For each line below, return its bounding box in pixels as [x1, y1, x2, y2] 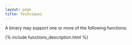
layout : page [5, 7, 32, 12]
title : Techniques [5, 12, 42, 16]
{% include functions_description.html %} [5, 34, 89, 40]
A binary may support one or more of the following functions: [5, 25, 128, 30]
